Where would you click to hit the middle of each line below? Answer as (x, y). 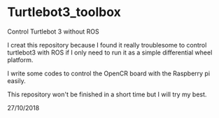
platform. (20, 59)
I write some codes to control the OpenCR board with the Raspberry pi (109, 73)
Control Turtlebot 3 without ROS (53, 31)
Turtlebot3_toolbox (64, 12)
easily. (16, 80)
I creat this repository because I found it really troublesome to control (107, 45)
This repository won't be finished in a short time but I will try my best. (107, 94)
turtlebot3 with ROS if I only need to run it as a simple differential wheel (110, 52)
